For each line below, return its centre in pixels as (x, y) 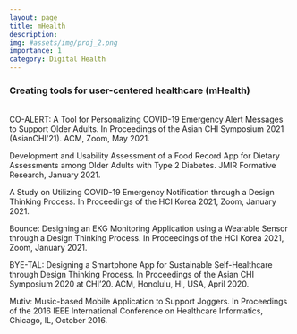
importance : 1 (36, 51)
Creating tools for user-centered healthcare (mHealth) (130, 90)
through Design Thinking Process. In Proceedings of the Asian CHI (132, 275)
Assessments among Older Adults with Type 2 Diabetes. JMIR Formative (143, 166)
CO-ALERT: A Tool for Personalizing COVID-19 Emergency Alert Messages (146, 120)
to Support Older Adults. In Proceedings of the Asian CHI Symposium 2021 (147, 129)
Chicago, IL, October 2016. (59, 321)
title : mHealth (38, 26)
